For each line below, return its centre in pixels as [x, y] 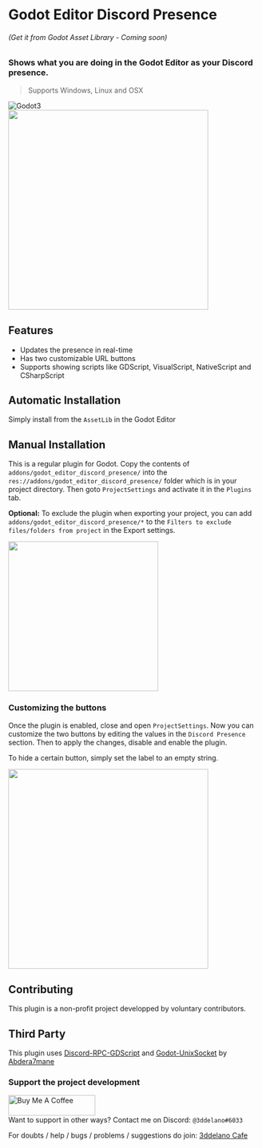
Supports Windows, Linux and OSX [85, 90]
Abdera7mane [31, 1062]
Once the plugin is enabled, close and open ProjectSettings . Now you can [131, 725]
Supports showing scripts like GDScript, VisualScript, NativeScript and [135, 367]
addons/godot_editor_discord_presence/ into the [88, 472]
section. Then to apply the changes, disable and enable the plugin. [118, 742]
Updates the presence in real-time [76, 350]
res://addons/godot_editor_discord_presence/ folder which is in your [123, 481]
